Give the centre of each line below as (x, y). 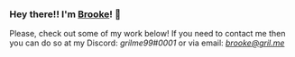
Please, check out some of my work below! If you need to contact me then (147, 34)
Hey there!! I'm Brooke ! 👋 (65, 14)
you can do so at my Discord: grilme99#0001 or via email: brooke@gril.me (147, 43)
